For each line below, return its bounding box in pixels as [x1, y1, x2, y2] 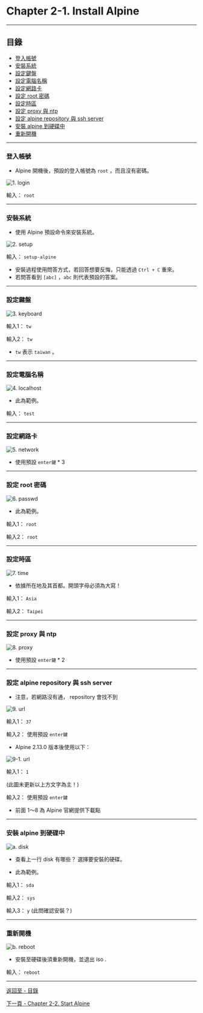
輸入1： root [6, 520, 37, 527]
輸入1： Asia [6, 594, 37, 602]
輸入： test [6, 410, 35, 417]
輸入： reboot [6, 968, 40, 976]
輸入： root [6, 191, 35, 199]
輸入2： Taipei [6, 607, 43, 614]
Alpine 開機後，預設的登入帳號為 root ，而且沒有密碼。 [14, 167, 152, 175]
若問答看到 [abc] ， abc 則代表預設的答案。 [14, 274, 121, 281]
